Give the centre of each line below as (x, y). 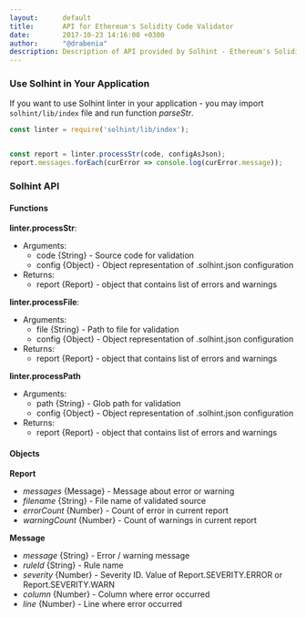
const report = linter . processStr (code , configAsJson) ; (117, 154)
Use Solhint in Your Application (80, 84)
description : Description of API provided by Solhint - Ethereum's (140, 52)
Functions (29, 208)
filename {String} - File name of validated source (114, 501)
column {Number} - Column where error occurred (116, 594)
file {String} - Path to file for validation (107, 330)
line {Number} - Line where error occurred (102, 604)
